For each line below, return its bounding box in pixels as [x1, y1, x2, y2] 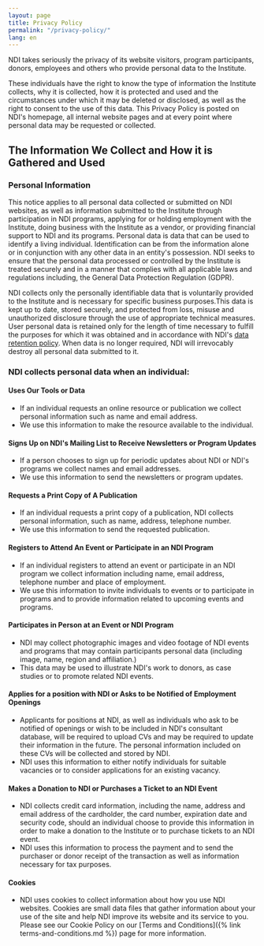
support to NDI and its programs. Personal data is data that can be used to [8, 230, 250, 240]
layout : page [8, 11, 51, 20]
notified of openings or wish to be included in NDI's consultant [19, 724, 223, 733]
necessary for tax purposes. [19, 860, 112, 870]
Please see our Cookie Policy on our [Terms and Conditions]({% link [19, 920, 241, 930]
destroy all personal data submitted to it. [8, 346, 139, 356]
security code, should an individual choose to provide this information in [19, 818, 255, 828]
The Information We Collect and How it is [8, 143, 213, 157]
